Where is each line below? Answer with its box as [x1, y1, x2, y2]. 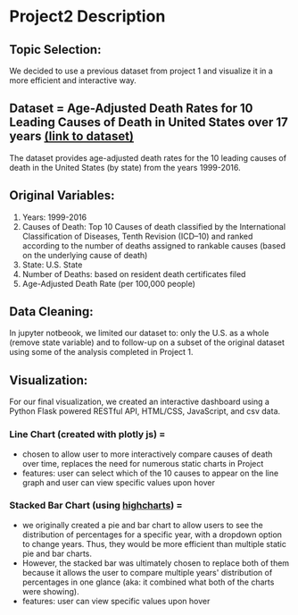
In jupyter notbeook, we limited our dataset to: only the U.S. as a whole [9, 328, 269, 339]
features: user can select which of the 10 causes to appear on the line [21, 468, 279, 478]
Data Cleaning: [9, 304, 94, 319]
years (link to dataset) [9, 129, 135, 144]
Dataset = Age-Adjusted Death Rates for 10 [9, 101, 253, 116]
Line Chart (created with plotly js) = [9, 428, 166, 441]
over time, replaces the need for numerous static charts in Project [21, 458, 264, 468]
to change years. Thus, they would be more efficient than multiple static [21, 538, 287, 549]
